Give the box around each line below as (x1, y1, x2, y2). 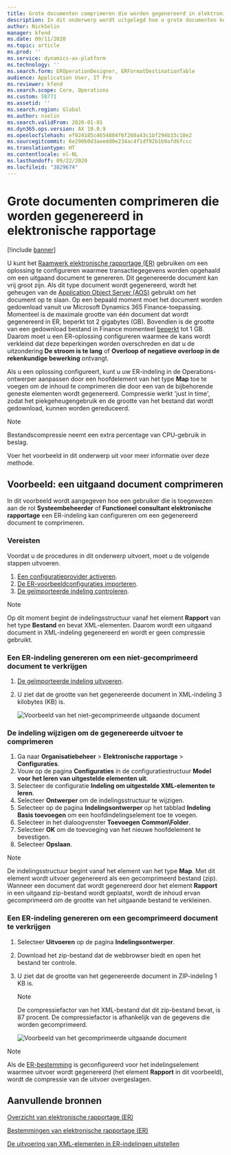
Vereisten (7, 536, 41, 545)
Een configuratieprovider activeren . (16, 572, 118, 581)
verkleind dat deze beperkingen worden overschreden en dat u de (7, 339, 195, 348)
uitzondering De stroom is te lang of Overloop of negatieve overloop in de (7, 346, 220, 355)
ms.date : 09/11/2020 (7, 36, 67, 43)
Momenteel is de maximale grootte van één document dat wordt (7, 310, 189, 318)
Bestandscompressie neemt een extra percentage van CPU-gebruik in (7, 430, 206, 439)
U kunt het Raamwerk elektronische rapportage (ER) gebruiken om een (7, 259, 208, 267)
